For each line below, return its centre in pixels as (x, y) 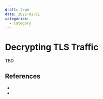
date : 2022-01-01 (22, 14)
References (23, 76)
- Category (20, 23)
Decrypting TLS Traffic (52, 47)
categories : (17, 19)
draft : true (17, 10)
